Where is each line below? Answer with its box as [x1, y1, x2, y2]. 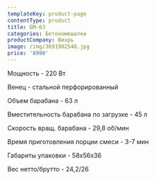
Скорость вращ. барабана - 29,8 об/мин [7, 124, 129, 132]
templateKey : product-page [7, 10, 87, 18]
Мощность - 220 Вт [7, 68, 66, 78]
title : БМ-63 [7, 23, 46, 30]
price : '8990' [7, 50, 49, 57]
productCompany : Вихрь [7, 37, 74, 44]
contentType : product [7, 17, 71, 24]
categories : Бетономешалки [7, 30, 87, 37]
